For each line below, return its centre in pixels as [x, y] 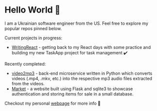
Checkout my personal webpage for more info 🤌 [52, 103]
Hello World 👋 [33, 10]
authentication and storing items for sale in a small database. [72, 94]
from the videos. [28, 83]
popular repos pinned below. [33, 28]
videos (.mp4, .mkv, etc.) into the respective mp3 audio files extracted [82, 78]
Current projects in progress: [34, 38]
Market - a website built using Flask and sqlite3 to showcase [72, 89]
